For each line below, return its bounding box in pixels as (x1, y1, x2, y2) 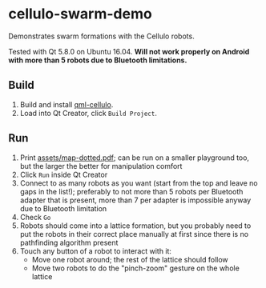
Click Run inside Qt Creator (19, 170, 108, 179)
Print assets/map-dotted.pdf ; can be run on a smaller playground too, (19, 153, 250, 162)
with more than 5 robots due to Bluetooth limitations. (8, 55, 187, 65)
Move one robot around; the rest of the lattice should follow (31, 254, 228, 264)
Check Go (19, 212, 51, 222)
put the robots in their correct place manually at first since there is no (19, 229, 249, 238)
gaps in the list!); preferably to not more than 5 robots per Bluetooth (19, 186, 244, 196)
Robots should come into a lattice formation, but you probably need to (19, 221, 252, 230)
